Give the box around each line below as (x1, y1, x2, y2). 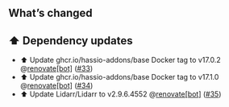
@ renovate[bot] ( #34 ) (19, 80, 94, 91)
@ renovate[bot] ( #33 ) (19, 64, 94, 73)
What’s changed (8, 6, 93, 20)
